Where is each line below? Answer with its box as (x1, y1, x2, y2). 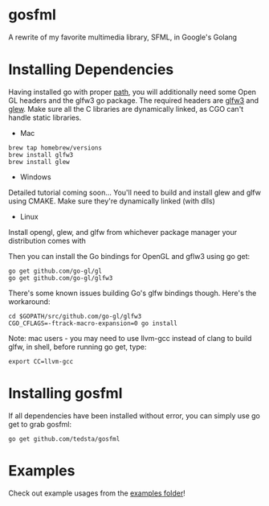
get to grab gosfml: (8, 419, 72, 429)
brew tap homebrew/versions (8, 143, 103, 152)
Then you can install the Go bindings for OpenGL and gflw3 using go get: (8, 251, 251, 261)
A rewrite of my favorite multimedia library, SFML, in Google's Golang (8, 32, 238, 42)
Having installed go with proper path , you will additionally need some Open (8, 87, 257, 97)
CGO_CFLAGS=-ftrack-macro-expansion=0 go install (8, 319, 178, 327)
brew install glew (8, 158, 70, 166)
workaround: (8, 296, 51, 306)
